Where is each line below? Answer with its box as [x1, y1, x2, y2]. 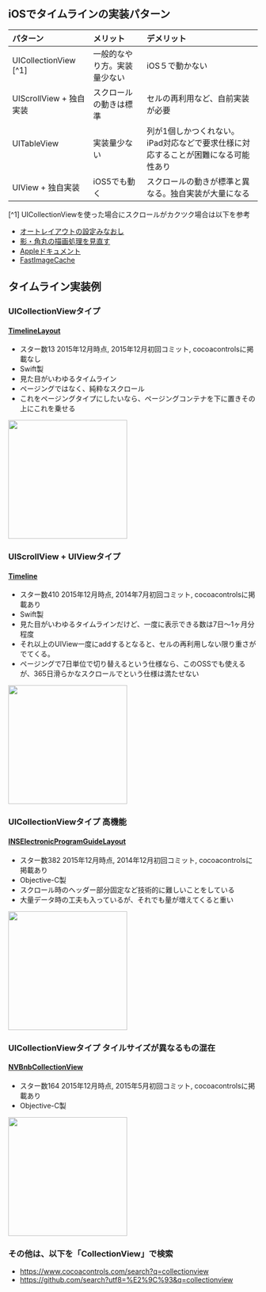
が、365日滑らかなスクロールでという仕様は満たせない [19, 669, 199, 678]
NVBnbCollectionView [8, 1062, 83, 1072]
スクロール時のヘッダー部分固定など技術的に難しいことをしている [19, 885, 235, 895]
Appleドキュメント [19, 246, 82, 256]
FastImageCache [19, 255, 75, 264]
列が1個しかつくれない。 [146, 125, 240, 136]
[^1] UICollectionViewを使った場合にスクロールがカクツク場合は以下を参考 [8, 209, 251, 219]
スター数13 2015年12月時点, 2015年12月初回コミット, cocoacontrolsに [19, 344, 247, 354]
